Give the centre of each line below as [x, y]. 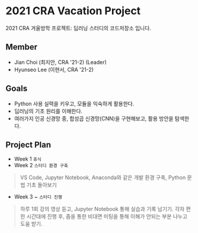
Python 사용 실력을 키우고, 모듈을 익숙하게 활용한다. [74, 103]
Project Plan [28, 144]
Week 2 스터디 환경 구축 [41, 165]
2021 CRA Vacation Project [73, 11]
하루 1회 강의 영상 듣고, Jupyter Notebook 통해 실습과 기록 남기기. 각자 [102, 209]
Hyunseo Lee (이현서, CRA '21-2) [54, 69]
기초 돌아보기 [41, 185]
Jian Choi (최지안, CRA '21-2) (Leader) [60, 62]
